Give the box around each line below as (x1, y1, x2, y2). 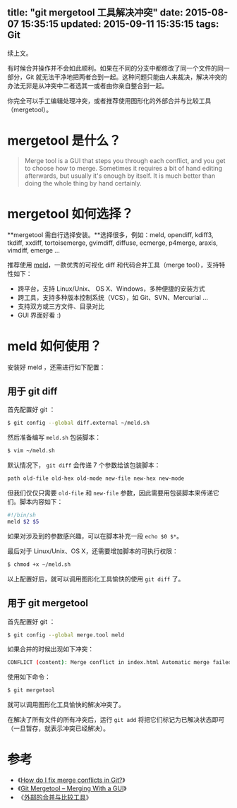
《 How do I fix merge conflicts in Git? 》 (17, 776, 126, 785)
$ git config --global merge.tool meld (7, 631, 125, 639)
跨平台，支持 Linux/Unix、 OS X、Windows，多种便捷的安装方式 (17, 284, 206, 293)
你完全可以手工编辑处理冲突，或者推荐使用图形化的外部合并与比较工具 (7, 96, 212, 104)
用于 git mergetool (7, 597, 89, 609)
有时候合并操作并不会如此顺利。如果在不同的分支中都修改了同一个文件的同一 (7, 64, 230, 72)
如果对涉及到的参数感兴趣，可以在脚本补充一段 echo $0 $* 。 (7, 531, 183, 540)
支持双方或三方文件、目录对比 (17, 302, 104, 310)
